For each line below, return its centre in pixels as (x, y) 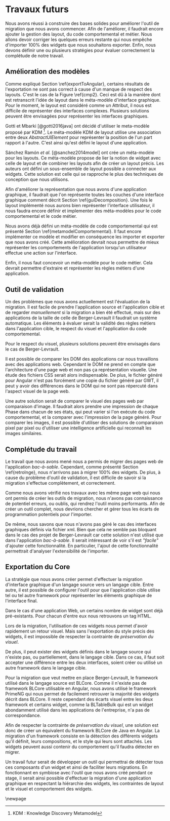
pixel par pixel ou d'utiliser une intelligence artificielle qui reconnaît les (78, 428)
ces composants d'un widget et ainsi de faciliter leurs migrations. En (76, 767)
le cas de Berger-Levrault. (32, 349)
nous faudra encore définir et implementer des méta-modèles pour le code (83, 211)
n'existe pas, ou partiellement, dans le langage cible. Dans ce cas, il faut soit (85, 657)
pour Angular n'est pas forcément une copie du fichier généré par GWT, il (82, 380)
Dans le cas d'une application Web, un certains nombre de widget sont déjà (84, 610)
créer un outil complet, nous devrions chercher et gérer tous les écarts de (82, 509)
